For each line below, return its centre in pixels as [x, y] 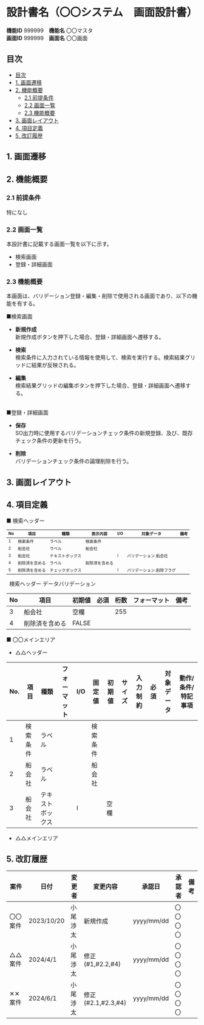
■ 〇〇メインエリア [31, 639]
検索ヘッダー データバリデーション [52, 583]
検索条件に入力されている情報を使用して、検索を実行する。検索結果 [100, 358]
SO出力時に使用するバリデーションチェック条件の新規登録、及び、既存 [104, 433]
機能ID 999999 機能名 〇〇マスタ [50, 30]
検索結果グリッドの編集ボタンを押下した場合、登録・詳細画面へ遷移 [100, 386]
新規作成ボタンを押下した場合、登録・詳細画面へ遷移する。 [90, 337]
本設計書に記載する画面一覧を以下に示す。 [59, 244]
